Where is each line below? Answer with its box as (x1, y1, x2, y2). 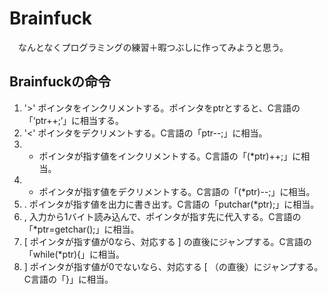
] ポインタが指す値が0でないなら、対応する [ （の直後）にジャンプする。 (23, 260, 324, 272)
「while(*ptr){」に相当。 (23, 248, 126, 260)
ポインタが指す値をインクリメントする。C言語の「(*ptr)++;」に (38, 150, 302, 162)
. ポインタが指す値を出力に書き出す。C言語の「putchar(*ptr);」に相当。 (23, 198, 320, 210)
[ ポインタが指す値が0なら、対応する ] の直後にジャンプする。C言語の (23, 235, 312, 247)
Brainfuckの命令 (9, 73, 112, 91)
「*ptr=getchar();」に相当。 (23, 223, 140, 235)
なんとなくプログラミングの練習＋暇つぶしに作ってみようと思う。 (17, 41, 289, 53)
